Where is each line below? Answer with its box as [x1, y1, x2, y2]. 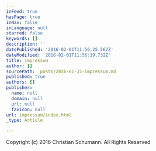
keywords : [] [6, 36, 38, 42]
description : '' [6, 42, 46, 47]
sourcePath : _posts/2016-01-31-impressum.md [6, 68, 116, 74]
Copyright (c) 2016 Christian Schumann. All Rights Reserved [6, 139, 151, 146]
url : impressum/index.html [6, 112, 72, 118]
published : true [6, 74, 46, 80]
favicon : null [11, 107, 46, 112]
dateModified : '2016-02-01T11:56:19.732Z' [6, 52, 111, 58]
